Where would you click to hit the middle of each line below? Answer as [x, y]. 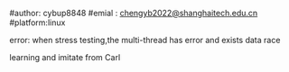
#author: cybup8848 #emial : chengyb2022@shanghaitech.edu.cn [134, 13]
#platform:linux [37, 22]
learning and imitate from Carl [65, 57]
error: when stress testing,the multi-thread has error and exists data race [145, 40]
